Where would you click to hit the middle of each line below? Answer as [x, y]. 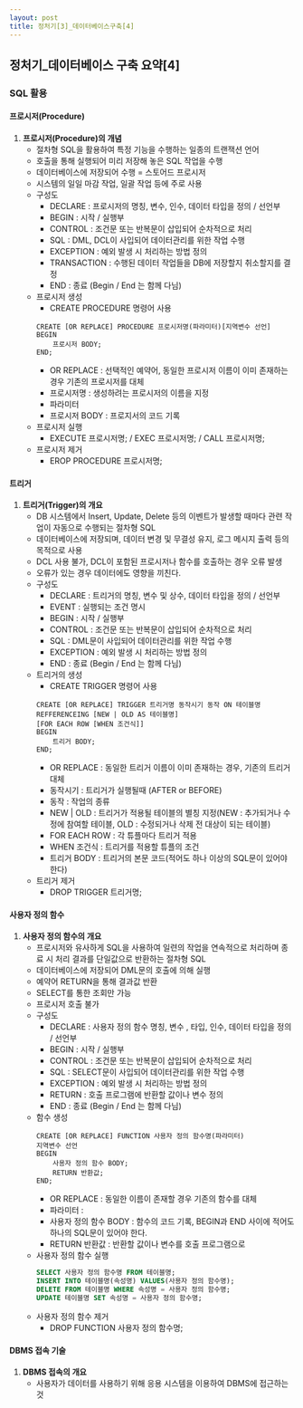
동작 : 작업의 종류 [80, 801]
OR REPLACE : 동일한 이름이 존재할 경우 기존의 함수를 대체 [153, 1199]
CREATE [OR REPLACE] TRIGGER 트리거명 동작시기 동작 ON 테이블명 [148, 705]
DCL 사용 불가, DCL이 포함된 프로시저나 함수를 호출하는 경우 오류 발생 [159, 561]
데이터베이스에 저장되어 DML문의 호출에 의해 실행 [123, 971]
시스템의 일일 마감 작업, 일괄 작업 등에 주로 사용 [119, 184]
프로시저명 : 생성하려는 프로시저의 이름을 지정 [129, 393]
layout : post [34, 18]
